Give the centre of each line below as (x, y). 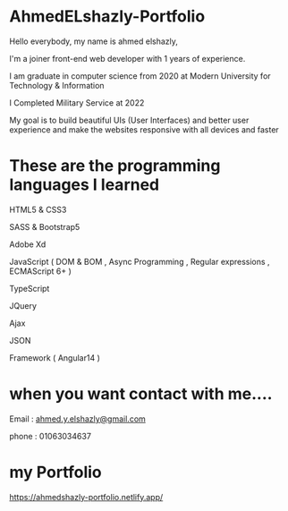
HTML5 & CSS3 (38, 209)
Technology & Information (57, 85)
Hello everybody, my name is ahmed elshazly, (94, 41)
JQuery (23, 305)
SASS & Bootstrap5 (45, 226)
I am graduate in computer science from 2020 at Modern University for (140, 76)
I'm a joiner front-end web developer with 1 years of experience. (127, 58)
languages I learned (84, 185)
